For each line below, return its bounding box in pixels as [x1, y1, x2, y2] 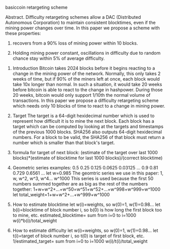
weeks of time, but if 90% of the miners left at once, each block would [12, 76, 160, 82]
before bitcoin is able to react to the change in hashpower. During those [12, 87, 163, 93]
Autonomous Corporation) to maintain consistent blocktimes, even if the [5, 20, 156, 25]
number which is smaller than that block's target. [12, 139, 115, 146]
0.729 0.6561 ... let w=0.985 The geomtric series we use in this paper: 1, [12, 170, 163, 176]
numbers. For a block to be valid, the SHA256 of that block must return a [12, 134, 165, 140]
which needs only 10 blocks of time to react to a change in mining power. [12, 103, 165, 109]
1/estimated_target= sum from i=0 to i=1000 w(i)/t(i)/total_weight [12, 238, 148, 244]
